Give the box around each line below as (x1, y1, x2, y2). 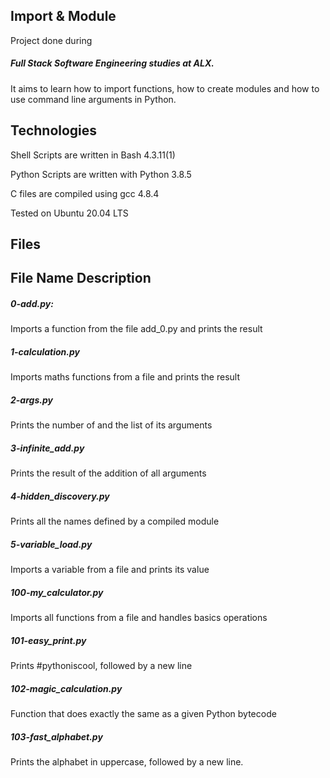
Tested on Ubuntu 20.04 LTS (10, 207, 129, 219)
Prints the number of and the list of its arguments (10, 419, 213, 431)
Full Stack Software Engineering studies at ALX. (10, 57, 215, 69)
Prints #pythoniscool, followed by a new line (10, 660, 193, 672)
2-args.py (10, 394, 53, 406)
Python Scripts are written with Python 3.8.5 (10, 168, 192, 180)
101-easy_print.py (10, 634, 87, 646)
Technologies (10, 122, 98, 139)
